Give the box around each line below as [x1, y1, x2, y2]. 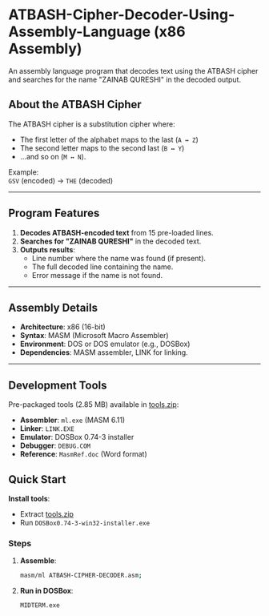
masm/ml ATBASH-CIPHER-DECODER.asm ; [19, 571, 143, 580]
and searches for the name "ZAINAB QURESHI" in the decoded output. [8, 74, 242, 84]
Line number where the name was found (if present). [31, 253, 207, 263]
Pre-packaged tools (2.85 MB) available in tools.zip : [8, 400, 179, 409]
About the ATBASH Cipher [8, 98, 142, 111]
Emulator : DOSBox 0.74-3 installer [19, 433, 134, 442]
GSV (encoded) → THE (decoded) [8, 175, 114, 185]
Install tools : [8, 494, 50, 503]
